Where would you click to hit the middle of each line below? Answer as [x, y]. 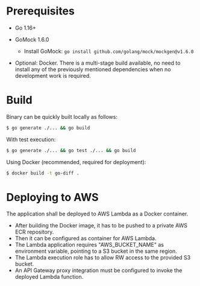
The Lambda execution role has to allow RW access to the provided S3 [103, 258]
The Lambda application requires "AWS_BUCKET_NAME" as [89, 245]
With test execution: [31, 139]
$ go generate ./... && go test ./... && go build [71, 150]
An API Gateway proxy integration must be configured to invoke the [98, 270]
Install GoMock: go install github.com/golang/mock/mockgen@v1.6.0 [109, 51]
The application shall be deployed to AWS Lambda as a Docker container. [97, 214]
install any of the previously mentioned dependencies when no [93, 69]
